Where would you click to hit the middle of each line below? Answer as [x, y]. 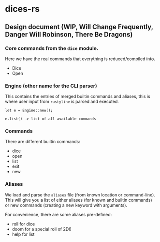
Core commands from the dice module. [52, 48]
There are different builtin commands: [43, 142]
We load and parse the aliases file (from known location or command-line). [80, 194]
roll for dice [23, 224]
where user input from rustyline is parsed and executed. [62, 102]
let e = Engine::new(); [29, 111]
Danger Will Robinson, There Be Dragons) [69, 34]
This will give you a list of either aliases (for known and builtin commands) [79, 200]
